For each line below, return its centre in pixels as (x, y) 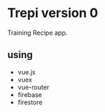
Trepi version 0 (53, 13)
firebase (30, 94)
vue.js (26, 72)
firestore (30, 102)
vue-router (33, 87)
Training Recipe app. (38, 33)
